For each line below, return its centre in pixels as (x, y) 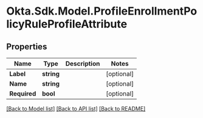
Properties (27, 47)
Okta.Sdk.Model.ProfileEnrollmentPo (102, 11)
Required (23, 94)
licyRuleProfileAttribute (67, 24)
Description (83, 64)
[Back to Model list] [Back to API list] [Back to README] (76, 109)
